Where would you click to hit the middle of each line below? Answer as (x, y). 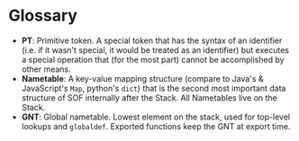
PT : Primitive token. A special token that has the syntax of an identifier (152, 40)
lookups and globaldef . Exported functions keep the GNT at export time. (156, 126)
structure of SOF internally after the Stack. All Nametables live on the (149, 97)
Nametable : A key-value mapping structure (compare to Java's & (142, 78)
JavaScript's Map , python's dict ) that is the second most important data (154, 88)
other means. (46, 69)
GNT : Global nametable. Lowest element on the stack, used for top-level (155, 117)
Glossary (43, 16)
